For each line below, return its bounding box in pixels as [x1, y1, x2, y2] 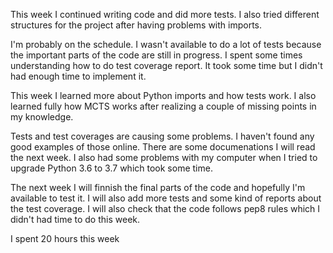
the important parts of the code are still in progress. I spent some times [10, 49, 303, 61]
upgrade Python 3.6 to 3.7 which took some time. [10, 162, 213, 174]
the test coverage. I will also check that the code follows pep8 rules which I [10, 203, 321, 214]
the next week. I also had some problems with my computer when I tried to [10, 152, 318, 163]
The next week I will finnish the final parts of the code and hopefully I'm [10, 182, 306, 193]
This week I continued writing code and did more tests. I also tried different [10, 9, 320, 20]
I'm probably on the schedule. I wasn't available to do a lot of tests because [10, 39, 322, 50]
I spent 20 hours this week [10, 233, 120, 244]
